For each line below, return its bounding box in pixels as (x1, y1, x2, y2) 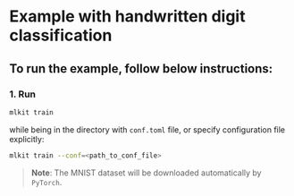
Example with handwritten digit (9, 6, 246, 27)
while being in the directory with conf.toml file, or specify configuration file (9, 124, 286, 135)
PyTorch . (30, 176, 63, 187)
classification (9, 25, 113, 46)
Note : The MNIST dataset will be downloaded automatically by (30, 167, 262, 178)
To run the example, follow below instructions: (9, 61, 273, 76)
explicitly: (9, 133, 45, 144)
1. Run (9, 88, 37, 100)
